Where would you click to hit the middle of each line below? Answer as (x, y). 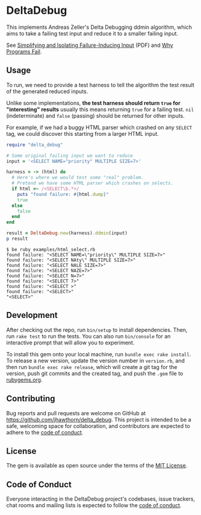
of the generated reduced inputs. (47, 91)
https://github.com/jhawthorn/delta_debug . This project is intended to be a (99, 419)
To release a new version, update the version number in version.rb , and (96, 361)
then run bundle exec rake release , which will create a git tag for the (92, 367)
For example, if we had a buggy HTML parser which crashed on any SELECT (99, 127)
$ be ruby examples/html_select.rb (51, 249)
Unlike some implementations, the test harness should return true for (93, 103)
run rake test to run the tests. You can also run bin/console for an (88, 336)
